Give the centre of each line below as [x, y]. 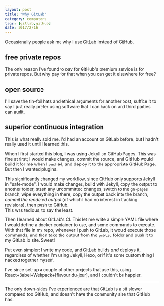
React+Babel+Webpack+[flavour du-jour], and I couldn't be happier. [73, 275]
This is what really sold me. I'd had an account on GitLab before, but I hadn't [82, 139]
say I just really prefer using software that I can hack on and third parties [78, 106]
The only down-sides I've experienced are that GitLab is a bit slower [74, 289]
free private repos [33, 57]
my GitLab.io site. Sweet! [30, 240]
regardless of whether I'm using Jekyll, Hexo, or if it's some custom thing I [80, 255]
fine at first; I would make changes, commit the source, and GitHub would [79, 159]
